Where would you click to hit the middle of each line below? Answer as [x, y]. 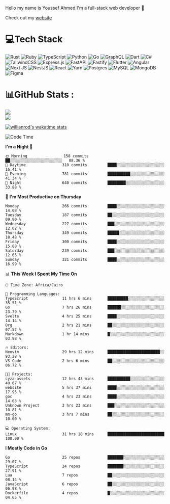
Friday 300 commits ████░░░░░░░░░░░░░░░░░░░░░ [85, 242]
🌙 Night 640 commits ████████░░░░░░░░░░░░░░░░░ [85, 183]
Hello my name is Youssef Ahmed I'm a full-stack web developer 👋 [75, 8]
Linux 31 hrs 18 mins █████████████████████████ [85, 434]
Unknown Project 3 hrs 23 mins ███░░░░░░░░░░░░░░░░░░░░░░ [85, 405]
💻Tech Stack [34, 39]
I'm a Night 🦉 [19, 147]
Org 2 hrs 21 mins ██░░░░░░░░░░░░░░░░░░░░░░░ [85, 325]
